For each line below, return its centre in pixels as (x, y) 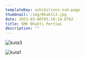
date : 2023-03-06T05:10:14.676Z (39, 19)
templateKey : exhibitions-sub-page (43, 10)
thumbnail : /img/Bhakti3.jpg (36, 14)
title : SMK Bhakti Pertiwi (34, 24)
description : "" (22, 28)
